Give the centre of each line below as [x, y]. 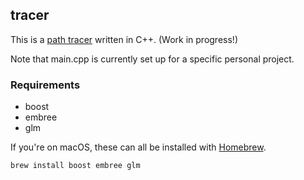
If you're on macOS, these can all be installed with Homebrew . [138, 147]
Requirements [45, 85]
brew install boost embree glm [75, 166]
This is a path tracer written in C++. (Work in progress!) [124, 39]
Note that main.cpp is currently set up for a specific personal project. [152, 59]
